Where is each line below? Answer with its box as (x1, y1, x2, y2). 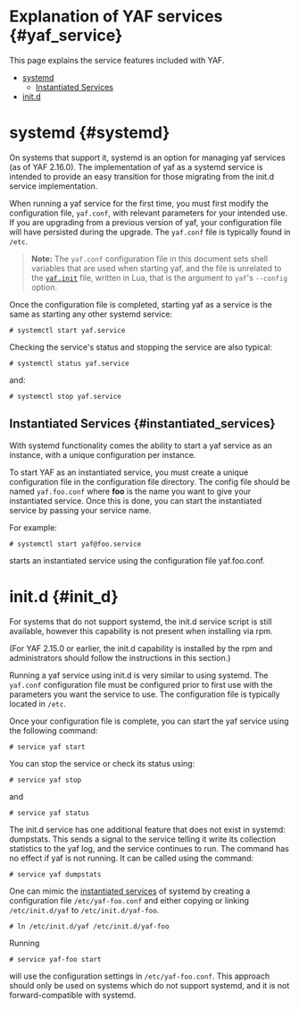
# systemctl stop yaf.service (9, 392, 122, 401)
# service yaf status (9, 808, 90, 818)
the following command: (9, 725, 98, 735)
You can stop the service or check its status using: (9, 758, 195, 768)
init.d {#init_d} (9, 586, 119, 606)
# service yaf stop (9, 776, 82, 784)
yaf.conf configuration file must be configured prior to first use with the (9, 679, 273, 690)
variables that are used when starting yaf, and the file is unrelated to (30, 262, 282, 274)
